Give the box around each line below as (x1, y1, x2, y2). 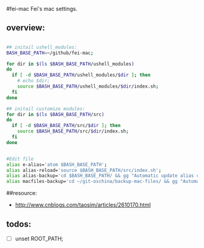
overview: (6, 22, 46, 33)
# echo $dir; (17, 78, 50, 84)
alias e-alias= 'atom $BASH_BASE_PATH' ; (6, 161, 107, 168)
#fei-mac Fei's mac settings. (6, 5, 78, 12)
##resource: (6, 190, 38, 197)
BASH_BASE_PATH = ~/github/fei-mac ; (6, 50, 94, 56)
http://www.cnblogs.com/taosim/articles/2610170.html (15, 201, 151, 208)
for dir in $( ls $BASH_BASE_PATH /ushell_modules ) (6, 61, 135, 67)
